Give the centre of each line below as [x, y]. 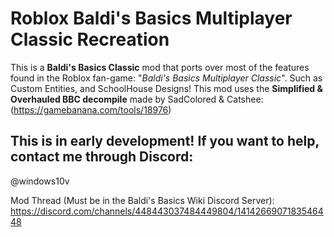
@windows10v [40, 181]
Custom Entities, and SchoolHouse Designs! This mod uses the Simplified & [166, 88]
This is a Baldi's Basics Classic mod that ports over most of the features [160, 67]
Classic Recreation [90, 39]
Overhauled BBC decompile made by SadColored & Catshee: [137, 99]
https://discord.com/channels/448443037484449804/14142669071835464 [167, 211]
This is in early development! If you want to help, [165, 141]
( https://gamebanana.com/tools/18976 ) [91, 109]
